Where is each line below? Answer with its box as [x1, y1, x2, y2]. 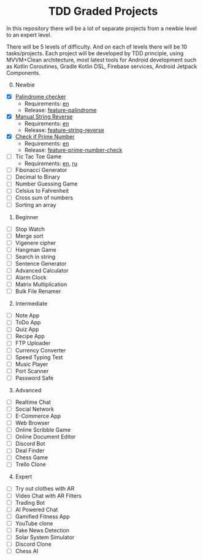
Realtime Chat [15, 398, 51, 406]
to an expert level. [6, 31, 52, 38]
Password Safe [15, 374, 54, 381]
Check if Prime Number [15, 133, 75, 141]
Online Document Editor [15, 433, 76, 440]
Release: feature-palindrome [24, 106, 97, 114]
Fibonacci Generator [15, 166, 67, 174]
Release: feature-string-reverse [24, 126, 104, 134]
